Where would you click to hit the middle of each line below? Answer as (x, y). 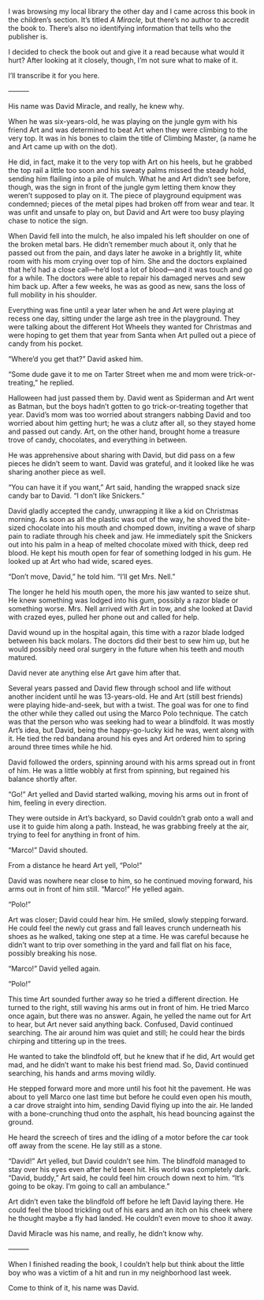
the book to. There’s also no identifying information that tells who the (120, 28)
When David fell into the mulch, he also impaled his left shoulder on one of (129, 236)
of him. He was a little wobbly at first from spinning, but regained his (119, 770)
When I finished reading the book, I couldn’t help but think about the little (126, 1264)
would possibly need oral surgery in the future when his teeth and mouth (126, 649)
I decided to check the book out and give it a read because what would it (126, 52)
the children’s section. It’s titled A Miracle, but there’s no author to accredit (129, 20)
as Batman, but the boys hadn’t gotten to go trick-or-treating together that (128, 406)
